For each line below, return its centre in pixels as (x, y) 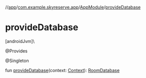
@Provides (16, 51)
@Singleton (17, 60)
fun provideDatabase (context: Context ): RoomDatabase (62, 70)
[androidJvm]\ (20, 41)
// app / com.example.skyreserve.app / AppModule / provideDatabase (73, 7)
